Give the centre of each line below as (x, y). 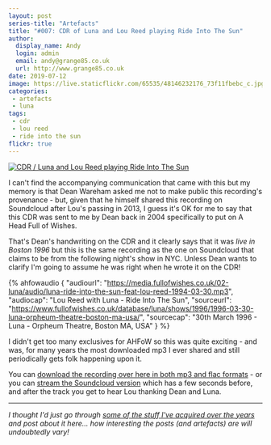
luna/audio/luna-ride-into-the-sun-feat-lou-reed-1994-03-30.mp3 (119, 291)
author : (21, 38)
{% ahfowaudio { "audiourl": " (58, 282)
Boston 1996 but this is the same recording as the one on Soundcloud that (131, 250)
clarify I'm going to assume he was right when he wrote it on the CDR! (125, 267)
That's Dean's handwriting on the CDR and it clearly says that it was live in (132, 241)
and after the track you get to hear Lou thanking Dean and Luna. (115, 391)
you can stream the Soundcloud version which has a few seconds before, (131, 383)
